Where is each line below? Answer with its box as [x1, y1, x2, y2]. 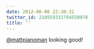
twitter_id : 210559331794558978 [6, 14, 88, 20]
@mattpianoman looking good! [6, 36, 83, 44]
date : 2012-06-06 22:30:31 [6, 8, 75, 15]
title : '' [6, 20, 32, 26]
